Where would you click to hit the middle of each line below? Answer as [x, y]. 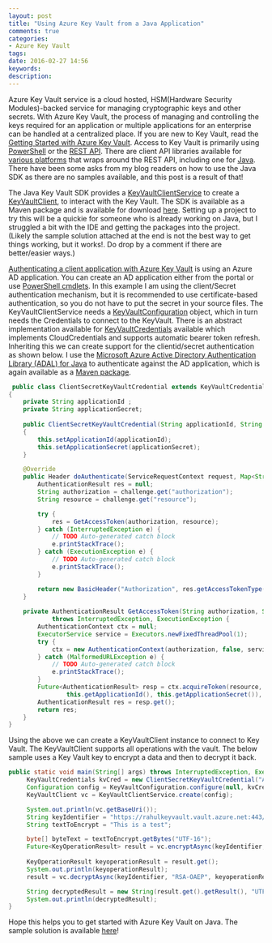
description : [30, 76]
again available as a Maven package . [70, 372]
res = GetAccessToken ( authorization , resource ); [135, 521]
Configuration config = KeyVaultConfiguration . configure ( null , [135, 787]
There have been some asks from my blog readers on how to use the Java [132, 168]
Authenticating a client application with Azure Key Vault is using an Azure [130, 268]
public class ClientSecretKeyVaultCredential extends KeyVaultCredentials [140, 387]
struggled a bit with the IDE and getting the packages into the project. [124, 227]
